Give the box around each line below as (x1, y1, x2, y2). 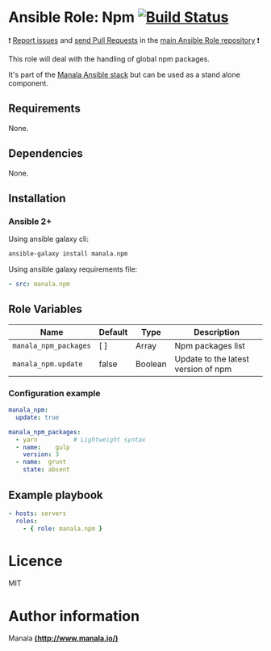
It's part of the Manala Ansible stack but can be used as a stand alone (8, 70, 240, 79)
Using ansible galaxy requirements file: (8, 264, 138, 274)
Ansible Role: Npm (8, 8, 135, 27)
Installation (8, 191, 66, 205)
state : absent (23, 466, 70, 474)
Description (193, 326, 240, 337)
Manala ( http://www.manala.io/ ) (8, 633, 119, 643)
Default (98, 326, 128, 337)
